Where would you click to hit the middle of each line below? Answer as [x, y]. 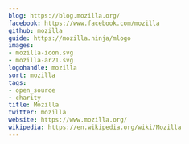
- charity [25, 98]
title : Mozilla [34, 105]
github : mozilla [35, 30]
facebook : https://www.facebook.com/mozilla [84, 23]
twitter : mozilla [37, 113]
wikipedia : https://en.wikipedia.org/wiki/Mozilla [95, 127]
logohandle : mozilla [43, 68]
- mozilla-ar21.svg [41, 61]
